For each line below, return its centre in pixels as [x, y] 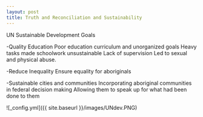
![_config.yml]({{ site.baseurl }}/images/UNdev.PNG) [72, 107]
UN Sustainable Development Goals [51, 35]
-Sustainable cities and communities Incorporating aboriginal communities [99, 83]
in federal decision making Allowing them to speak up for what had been [97, 89]
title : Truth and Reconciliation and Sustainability [74, 18]
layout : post [23, 12]
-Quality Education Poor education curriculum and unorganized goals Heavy [101, 47]
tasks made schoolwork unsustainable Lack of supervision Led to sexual [97, 53]
